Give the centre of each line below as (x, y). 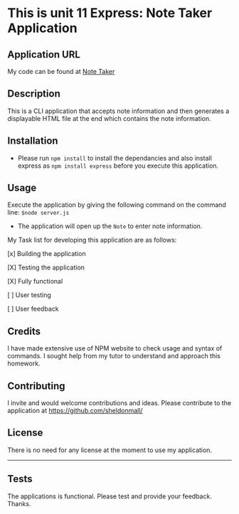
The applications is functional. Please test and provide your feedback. (110, 496)
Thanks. (19, 503)
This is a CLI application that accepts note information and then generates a (118, 111)
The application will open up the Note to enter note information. (110, 226)
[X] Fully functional (35, 282)
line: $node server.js (38, 213)
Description (34, 94)
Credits (24, 331)
